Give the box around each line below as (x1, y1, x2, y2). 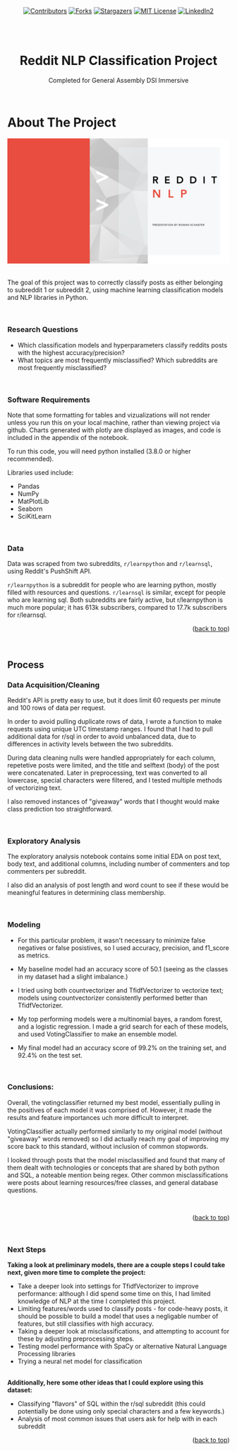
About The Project (7, 115, 116, 131)
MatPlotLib (17, 497, 49, 505)
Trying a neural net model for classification (17, 1357, 142, 1365)
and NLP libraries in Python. (7, 294, 88, 302)
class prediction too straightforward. (7, 804, 113, 813)
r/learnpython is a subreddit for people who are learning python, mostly (7, 581, 217, 589)
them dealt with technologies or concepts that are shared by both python (7, 1163, 220, 1172)
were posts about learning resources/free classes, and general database (7, 1178, 219, 1186)
